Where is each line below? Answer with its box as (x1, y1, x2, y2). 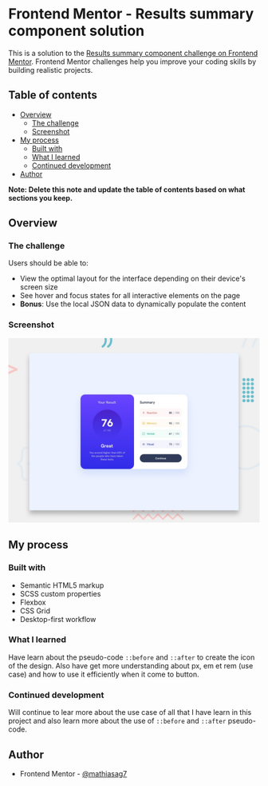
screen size (19, 282, 58, 292)
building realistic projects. (8, 65, 93, 74)
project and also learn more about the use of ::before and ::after (8, 716, 227, 726)
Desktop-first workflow (19, 614, 97, 624)
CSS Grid (19, 605, 50, 616)
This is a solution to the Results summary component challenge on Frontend (8, 48, 258, 58)
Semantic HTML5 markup (19, 581, 104, 590)
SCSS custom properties (19, 589, 101, 598)
